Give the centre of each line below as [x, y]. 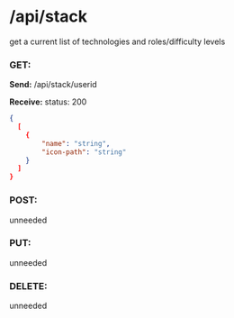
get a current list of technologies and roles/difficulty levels [117, 41]
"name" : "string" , [76, 143]
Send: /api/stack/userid [53, 85]
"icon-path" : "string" [84, 152]
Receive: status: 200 [48, 102]
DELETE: [28, 286]
